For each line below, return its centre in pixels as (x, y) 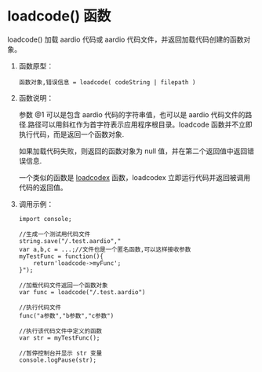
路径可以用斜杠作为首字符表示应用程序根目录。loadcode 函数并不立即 (140, 124)
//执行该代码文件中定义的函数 (60, 331)
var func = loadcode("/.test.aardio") (82, 292)
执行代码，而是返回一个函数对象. (71, 134)
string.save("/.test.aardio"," (70, 241)
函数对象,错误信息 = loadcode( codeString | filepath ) (107, 82)
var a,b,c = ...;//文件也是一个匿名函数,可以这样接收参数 (105, 249)
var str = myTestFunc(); (59, 338)
